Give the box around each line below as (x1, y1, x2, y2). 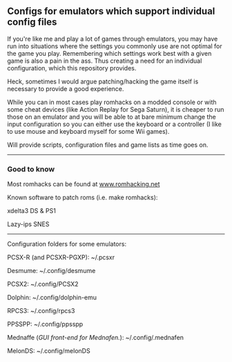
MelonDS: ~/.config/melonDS (7, 347, 91, 355)
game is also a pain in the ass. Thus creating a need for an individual (7, 57, 202, 65)
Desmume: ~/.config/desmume (7, 267, 96, 275)
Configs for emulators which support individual (7, 6, 215, 17)
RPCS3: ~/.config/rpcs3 (7, 307, 75, 315)
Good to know (7, 164, 55, 174)
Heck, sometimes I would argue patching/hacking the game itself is (7, 77, 199, 86)
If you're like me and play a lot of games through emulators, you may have (7, 34, 218, 43)
